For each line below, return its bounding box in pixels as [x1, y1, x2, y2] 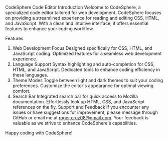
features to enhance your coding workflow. [5, 26, 94, 32]
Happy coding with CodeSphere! [5, 130, 73, 135]
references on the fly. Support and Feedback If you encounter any [12, 104, 149, 110]
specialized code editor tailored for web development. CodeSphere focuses [5, 10, 161, 16]
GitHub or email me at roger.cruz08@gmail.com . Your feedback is [12, 115, 149, 120]
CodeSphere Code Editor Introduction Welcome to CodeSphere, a [5, 5, 141, 10]
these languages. [12, 72, 49, 78]
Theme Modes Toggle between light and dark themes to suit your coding [12, 78, 163, 83]
